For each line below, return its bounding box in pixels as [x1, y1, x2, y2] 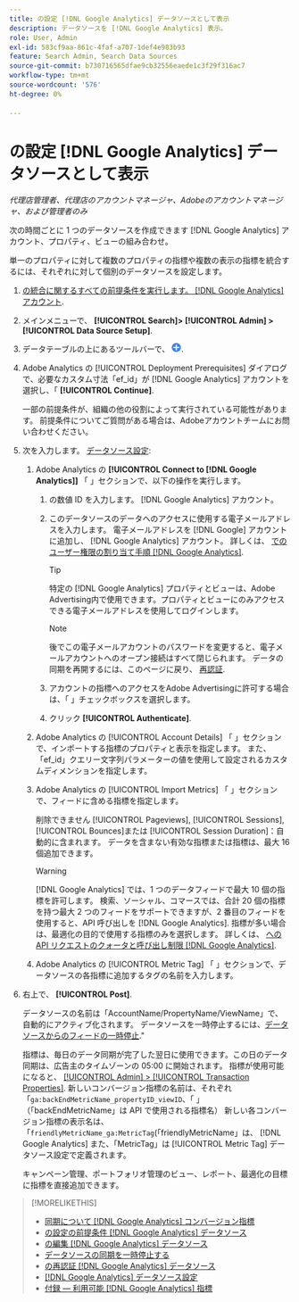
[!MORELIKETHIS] [30, 1198, 97, 1208]
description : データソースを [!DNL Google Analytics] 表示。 [9, 23, 228, 33]
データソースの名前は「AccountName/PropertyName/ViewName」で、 [21, 1008, 284, 1019]
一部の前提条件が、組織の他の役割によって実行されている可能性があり [21, 404, 279, 415]
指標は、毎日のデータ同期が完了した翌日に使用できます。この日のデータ [21, 1049, 288, 1060]
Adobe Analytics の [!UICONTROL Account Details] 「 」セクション [35, 732, 282, 742]
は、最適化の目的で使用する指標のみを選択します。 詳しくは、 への [35, 929, 283, 940]
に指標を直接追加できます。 [21, 1180, 124, 1190]
